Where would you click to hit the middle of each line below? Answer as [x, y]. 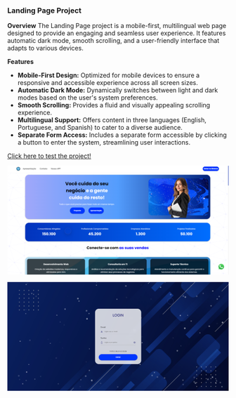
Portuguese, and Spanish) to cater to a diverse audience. [100, 128]
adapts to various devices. [46, 48]
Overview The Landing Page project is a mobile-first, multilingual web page [117, 26]
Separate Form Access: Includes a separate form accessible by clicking [122, 135]
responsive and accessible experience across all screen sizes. [107, 83]
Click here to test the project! [49, 156]
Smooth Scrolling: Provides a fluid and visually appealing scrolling [114, 105]
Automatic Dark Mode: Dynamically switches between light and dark [118, 91]
